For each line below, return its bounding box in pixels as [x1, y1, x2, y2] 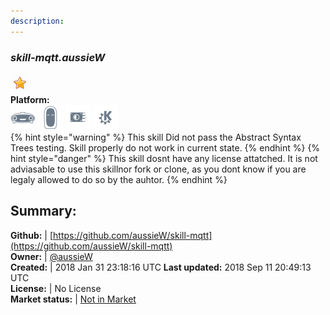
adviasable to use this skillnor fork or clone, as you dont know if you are [10, 163, 307, 175]
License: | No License [10, 282, 102, 294]
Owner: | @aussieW [10, 250, 93, 262]
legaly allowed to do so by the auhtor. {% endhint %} [10, 173, 228, 185]
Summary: [10, 203, 77, 220]
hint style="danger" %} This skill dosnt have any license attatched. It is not [10, 152, 318, 164]
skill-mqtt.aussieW [10, 50, 106, 64]
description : [10, 16, 65, 26]
